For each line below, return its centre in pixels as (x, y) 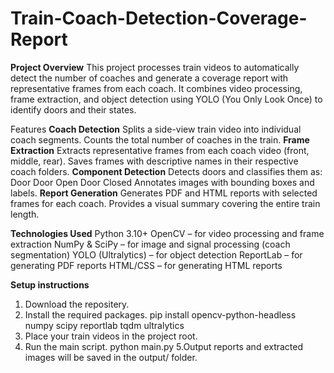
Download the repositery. (77, 304)
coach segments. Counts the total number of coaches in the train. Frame (160, 139)
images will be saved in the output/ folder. (111, 357)
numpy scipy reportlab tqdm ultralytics (104, 325)
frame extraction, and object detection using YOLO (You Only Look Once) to (166, 99)
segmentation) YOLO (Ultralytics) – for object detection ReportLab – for (156, 254)
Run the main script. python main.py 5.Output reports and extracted (164, 346)
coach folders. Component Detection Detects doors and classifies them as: (166, 171)
